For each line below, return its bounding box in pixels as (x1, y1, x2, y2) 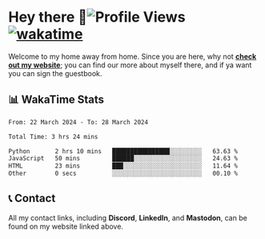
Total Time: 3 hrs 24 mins (8, 132, 98, 140)
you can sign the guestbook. (8, 68, 102, 78)
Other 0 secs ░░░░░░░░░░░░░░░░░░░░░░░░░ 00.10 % (8, 169, 239, 178)
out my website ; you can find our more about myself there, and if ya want (8, 60, 252, 70)
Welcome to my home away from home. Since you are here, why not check (8, 51, 257, 61)
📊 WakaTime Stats (8, 93, 105, 107)
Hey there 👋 (8, 8, 88, 26)
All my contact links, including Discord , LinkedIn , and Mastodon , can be (8, 213, 248, 222)
